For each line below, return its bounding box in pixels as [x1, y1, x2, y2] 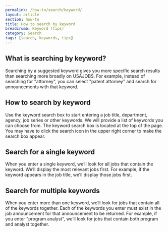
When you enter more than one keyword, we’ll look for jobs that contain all [5, 200, 160, 206]
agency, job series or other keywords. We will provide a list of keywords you [5, 117, 163, 123]
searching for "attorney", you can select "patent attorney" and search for [5, 78, 157, 84]
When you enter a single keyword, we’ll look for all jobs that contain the [5, 161, 153, 167]
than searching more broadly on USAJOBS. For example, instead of [5, 73, 145, 79]
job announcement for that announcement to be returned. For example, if [5, 210, 157, 217]
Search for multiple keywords [5, 186, 100, 195]
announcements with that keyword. [5, 84, 79, 90]
